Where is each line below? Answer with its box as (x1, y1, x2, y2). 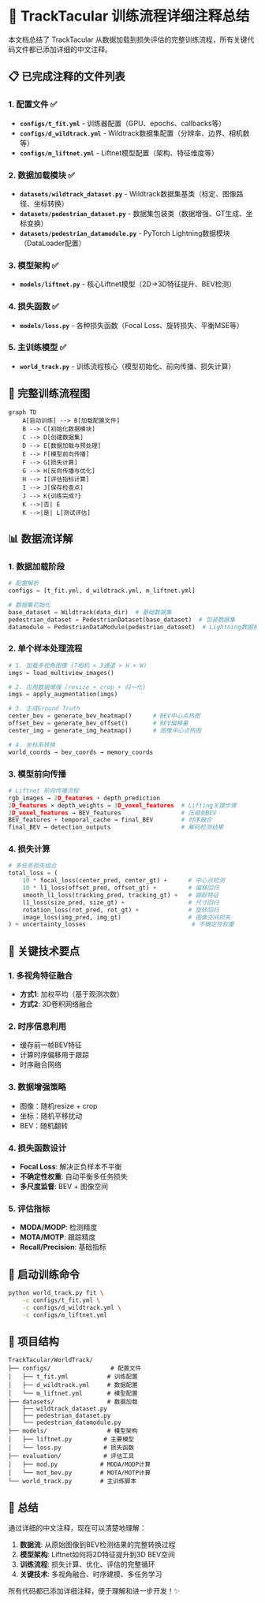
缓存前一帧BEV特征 (19, 1040, 83, 1049)
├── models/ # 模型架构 (8, 1427, 138, 1435)
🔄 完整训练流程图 (8, 387, 91, 401)
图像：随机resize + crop (19, 1101, 98, 1110)
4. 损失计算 (8, 844, 50, 855)
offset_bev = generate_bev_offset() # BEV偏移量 (8, 719, 188, 728)
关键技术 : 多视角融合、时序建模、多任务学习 (19, 1570, 162, 1579)
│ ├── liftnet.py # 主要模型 (8, 1436, 135, 1444)
